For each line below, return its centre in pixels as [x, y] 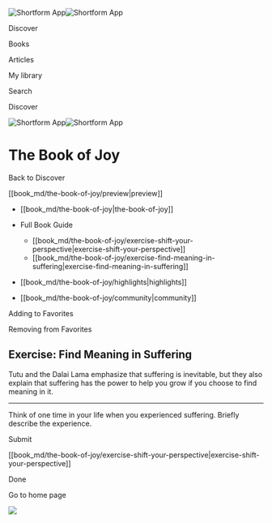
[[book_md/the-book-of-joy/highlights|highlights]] [104, 282]
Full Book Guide [47, 225]
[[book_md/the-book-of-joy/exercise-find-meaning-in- [124, 257]
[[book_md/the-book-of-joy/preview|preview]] [86, 193]
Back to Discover [37, 178]
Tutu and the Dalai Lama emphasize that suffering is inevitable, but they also [136, 374]
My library [25, 75]
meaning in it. [31, 391]
